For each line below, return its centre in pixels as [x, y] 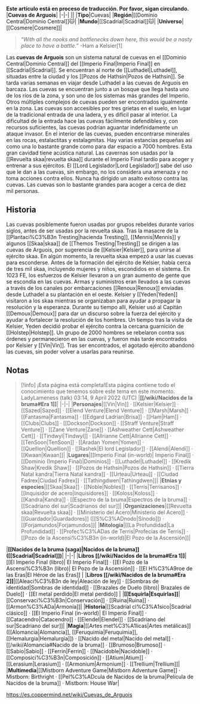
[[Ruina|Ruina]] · [129, 600]
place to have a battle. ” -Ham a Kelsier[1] [72, 46]
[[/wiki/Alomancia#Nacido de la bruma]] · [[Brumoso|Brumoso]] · [86, 645]
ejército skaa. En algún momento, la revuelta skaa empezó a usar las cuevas [100, 256]
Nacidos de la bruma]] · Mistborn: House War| [63, 683]
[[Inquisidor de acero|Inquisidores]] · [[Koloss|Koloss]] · [89, 493]
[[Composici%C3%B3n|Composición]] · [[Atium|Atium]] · [76, 657]
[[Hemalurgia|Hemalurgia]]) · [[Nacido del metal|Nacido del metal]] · [90, 638]
